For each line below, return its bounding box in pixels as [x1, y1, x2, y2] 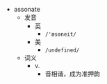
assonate [13, 6, 40, 13]
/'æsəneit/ [44, 31, 76, 38]
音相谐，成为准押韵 [44, 70, 101, 78]
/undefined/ [44, 47, 80, 54]
